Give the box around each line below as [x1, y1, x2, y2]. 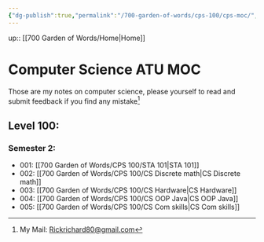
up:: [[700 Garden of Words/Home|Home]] [8, 33, 145, 42]
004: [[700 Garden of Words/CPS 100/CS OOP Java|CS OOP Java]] [19, 193, 239, 203]
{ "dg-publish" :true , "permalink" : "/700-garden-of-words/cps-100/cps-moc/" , [8, 11, 258, 20]
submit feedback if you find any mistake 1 [8, 95, 140, 106]
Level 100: [8, 119, 60, 132]
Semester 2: [8, 142, 57, 153]
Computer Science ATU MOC [8, 60, 202, 79]
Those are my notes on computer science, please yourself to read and [8, 86, 236, 96]
